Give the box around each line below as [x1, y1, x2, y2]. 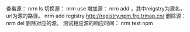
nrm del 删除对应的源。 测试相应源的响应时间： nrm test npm [6, 20, 153, 26]
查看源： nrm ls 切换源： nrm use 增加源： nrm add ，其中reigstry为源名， [6, 5, 185, 12]
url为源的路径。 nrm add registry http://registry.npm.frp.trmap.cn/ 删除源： [6, 12, 186, 19]
